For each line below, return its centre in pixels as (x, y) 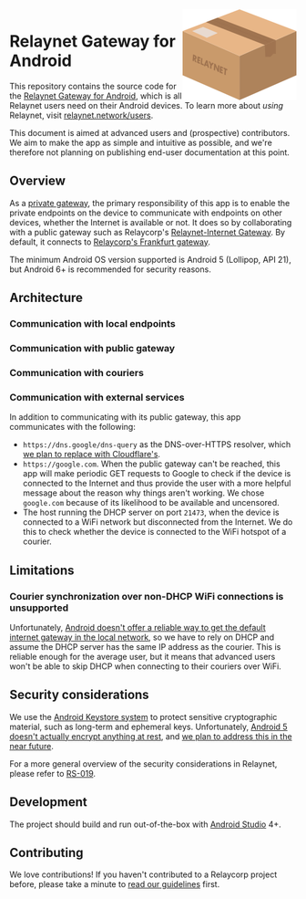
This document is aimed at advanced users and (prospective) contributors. (150, 132)
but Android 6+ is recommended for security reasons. (110, 269)
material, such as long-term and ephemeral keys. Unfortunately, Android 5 (149, 727)
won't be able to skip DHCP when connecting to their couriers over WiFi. (146, 666)
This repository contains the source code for (93, 86)
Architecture (46, 298)
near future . (32, 746)
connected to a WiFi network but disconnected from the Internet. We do (158, 522)
